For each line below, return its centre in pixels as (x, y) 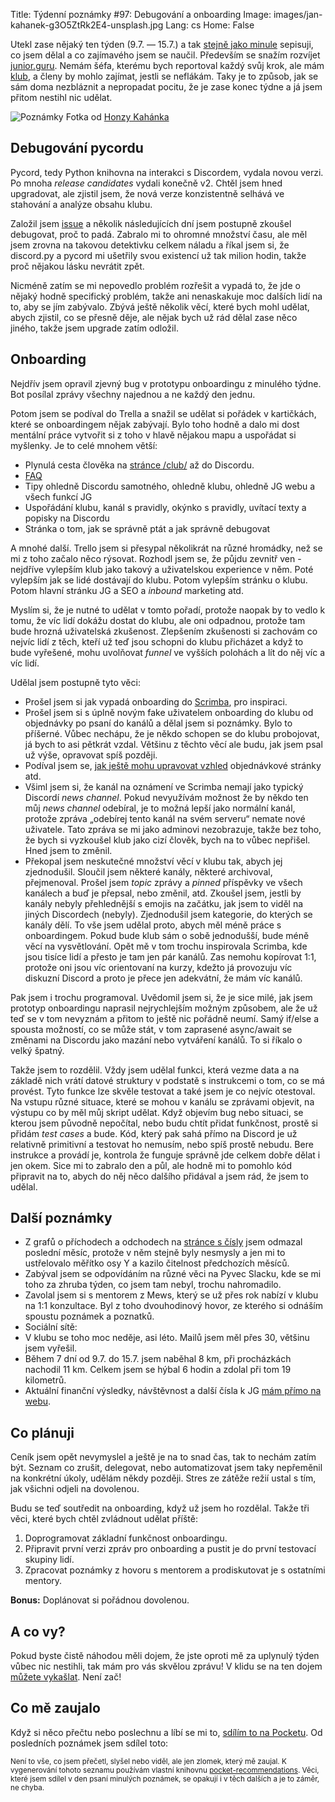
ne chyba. (27, 1787)
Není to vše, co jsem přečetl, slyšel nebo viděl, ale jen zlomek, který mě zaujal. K (148, 1761)
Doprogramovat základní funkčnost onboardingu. (126, 1538)
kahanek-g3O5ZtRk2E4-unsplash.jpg (87, 25)
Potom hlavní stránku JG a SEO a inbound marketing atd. (127, 590)
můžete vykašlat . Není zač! (66, 1677)
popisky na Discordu (67, 518)
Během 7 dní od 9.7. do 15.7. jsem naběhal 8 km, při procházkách (158, 1359)
